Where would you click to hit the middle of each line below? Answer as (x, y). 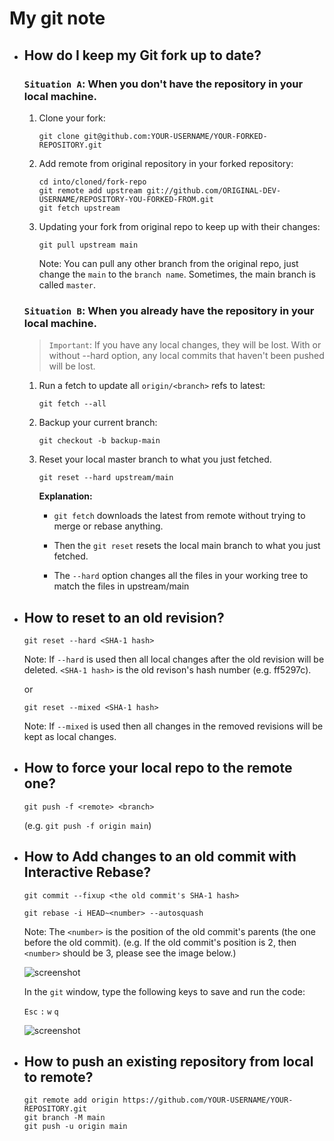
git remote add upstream (90, 190)
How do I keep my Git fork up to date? (142, 55)
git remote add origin (71, 1100)
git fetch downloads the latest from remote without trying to (179, 516)
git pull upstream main (88, 245)
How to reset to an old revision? (124, 617)
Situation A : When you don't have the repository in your (163, 84)
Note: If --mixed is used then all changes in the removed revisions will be (173, 726)
